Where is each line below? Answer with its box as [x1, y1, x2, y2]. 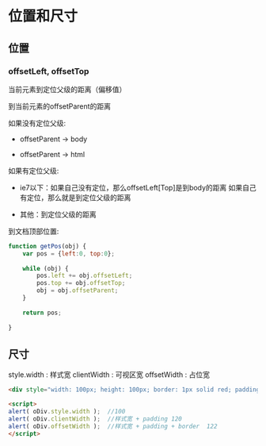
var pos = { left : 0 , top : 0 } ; [22, 249, 115, 258]
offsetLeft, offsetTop [8, 65, 89, 76]
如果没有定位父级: [8, 118, 66, 128]
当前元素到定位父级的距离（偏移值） [8, 84, 127, 94]
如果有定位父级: [8, 166, 59, 175]
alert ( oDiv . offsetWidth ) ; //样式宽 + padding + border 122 [8, 422, 218, 430]
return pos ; [22, 309, 62, 317]
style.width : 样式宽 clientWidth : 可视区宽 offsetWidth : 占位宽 [8, 370, 211, 379]
